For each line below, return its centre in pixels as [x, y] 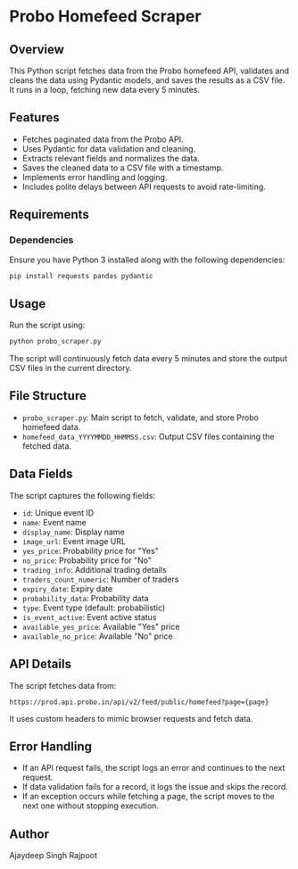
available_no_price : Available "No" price [97, 636]
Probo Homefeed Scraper [105, 17]
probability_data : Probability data [85, 598]
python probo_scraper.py [55, 342]
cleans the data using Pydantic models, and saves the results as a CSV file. [147, 80]
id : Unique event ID [58, 513]
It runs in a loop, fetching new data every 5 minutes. [105, 90]
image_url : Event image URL [74, 541]
